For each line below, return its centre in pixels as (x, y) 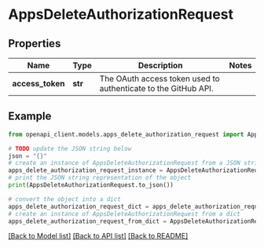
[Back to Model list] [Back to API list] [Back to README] (98, 236)
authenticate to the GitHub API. (156, 88)
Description (160, 66)
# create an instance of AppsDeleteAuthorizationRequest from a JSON (125, 163)
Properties (35, 44)
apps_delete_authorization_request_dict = (79, 206)
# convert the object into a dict (65, 199)
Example (30, 117)
